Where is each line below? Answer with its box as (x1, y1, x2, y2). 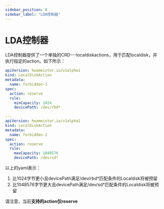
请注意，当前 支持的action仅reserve (5, 199, 78, 205)
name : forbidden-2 (9, 132, 48, 137)
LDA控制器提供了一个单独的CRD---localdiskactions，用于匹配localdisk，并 (5, 52, 158, 58)
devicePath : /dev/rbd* (14, 105, 61, 110)
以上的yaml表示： (5, 165, 41, 171)
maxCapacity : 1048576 (14, 151, 58, 156)
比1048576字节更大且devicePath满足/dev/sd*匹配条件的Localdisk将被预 (12, 182, 159, 188)
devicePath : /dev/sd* (14, 156, 58, 160)
